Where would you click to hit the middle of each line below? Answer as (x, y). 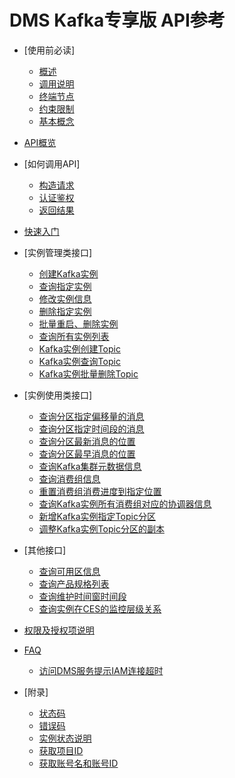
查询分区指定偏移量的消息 (91, 416)
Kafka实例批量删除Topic (88, 373)
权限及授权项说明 (59, 630)
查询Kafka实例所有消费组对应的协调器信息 (125, 503)
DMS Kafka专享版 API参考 (117, 20)
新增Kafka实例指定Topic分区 (97, 516)
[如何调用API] (52, 163)
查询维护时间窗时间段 (82, 596)
